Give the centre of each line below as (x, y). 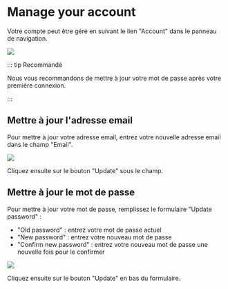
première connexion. (37, 85)
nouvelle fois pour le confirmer (61, 252)
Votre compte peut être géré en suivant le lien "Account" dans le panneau (112, 31)
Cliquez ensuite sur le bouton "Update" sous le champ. (85, 170)
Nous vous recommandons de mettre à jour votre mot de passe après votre (114, 78)
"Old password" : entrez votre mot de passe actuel (89, 230)
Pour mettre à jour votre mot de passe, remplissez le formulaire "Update (110, 209)
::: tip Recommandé (35, 64)
